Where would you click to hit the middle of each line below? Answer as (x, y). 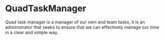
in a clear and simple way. (32, 32)
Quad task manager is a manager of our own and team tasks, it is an (75, 22)
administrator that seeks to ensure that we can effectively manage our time (82, 27)
